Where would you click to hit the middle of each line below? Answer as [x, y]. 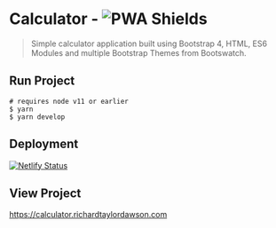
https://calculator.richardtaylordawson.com [88, 215]
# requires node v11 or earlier [69, 101]
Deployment [44, 144]
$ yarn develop [37, 117]
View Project [45, 193]
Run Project [42, 81]
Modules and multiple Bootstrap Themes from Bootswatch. [138, 52]
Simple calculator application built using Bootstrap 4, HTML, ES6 [149, 43]
